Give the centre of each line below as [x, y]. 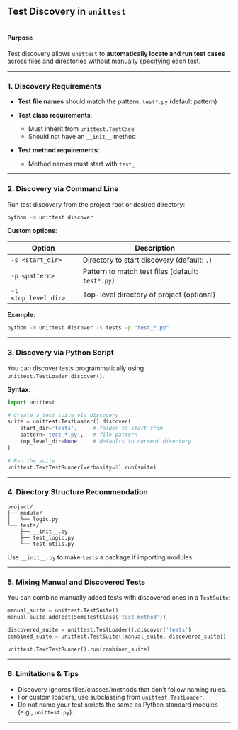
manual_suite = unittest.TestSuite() [63, 611]
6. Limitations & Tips [43, 674]
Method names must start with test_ [81, 164]
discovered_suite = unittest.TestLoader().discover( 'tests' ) [100, 629]
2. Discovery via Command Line [63, 189]
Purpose [20, 38]
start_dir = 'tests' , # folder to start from [91, 428]
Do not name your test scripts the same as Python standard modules [118, 705]
